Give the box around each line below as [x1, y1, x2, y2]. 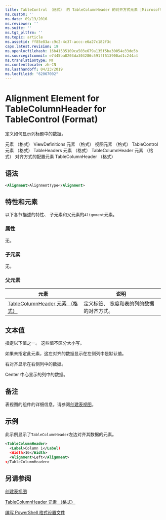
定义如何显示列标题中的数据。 [5, 130, 66, 136]
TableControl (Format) [5, 114, 98, 125]
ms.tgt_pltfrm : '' [5, 30, 43, 35]
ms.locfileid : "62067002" [5, 72, 58, 77]
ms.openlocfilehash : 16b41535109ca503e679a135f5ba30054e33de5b [5, 48, 138, 53]
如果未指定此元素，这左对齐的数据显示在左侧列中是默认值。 [5, 351, 126, 357]
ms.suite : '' [5, 26, 32, 31]
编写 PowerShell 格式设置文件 [5, 509, 65, 515]
